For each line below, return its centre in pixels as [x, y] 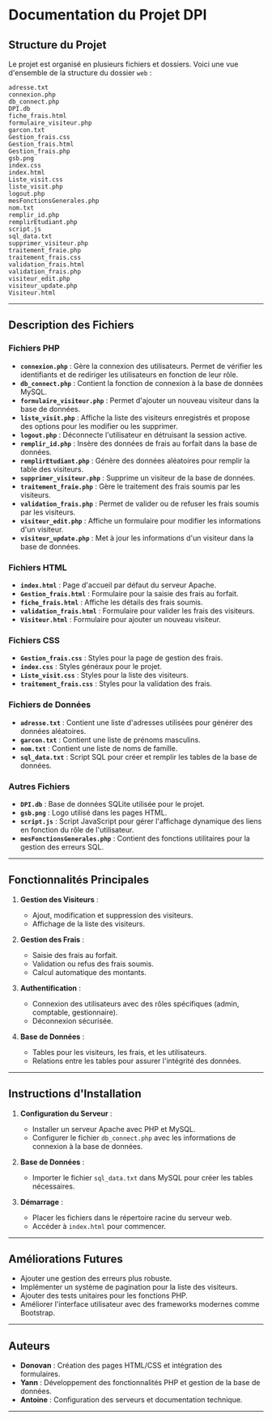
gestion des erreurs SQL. [62, 846]
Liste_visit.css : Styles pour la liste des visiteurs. [104, 675]
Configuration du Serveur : [66, 1113]
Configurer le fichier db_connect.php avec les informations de [134, 1138]
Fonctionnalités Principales [79, 880]
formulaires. [40, 1374]
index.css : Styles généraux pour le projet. [91, 667]
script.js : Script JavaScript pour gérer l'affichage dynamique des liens [141, 821]
